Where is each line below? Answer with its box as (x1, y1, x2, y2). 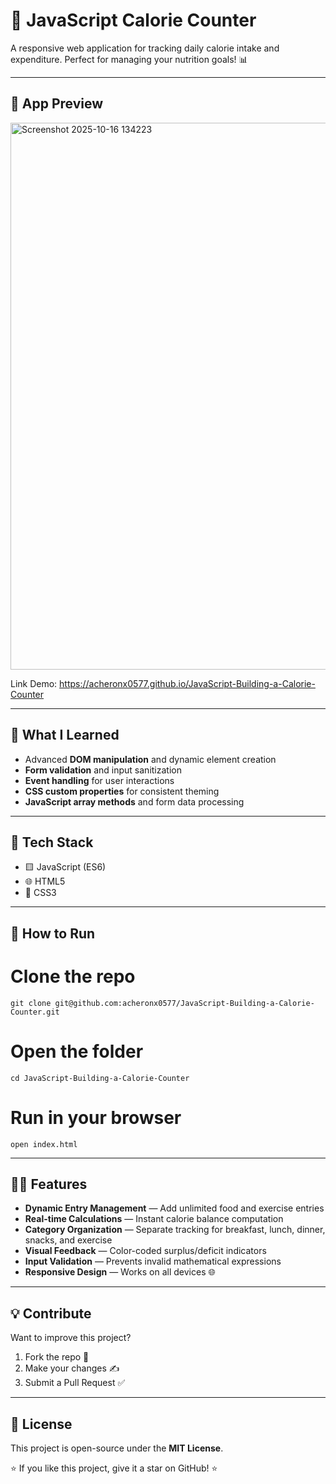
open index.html (10, 1139, 78, 1149)
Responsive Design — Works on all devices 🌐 (24, 1266, 216, 1278)
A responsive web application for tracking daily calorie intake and (10, 42, 280, 54)
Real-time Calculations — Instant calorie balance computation (24, 1213, 284, 1225)
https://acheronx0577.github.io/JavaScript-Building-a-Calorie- (59, 677, 316, 689)
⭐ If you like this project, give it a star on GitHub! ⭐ (10, 1462, 218, 1474)
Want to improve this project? (10, 1332, 132, 1344)
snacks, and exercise (24, 1234, 113, 1246)
